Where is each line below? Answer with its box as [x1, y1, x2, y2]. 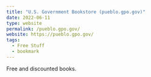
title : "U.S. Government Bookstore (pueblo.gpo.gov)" [6, 8, 146, 15]
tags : [6, 37, 20, 43]
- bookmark [12, 49, 40, 55]
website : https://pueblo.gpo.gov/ [6, 32, 94, 38]
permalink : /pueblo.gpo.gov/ [6, 25, 80, 32]
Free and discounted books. [6, 65, 77, 72]
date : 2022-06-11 [6, 15, 51, 21]
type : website [6, 20, 43, 26]
